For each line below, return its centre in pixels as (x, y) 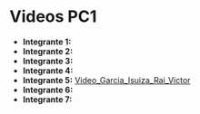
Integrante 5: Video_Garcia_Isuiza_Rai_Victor (106, 80)
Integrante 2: (48, 51)
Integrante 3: (48, 61)
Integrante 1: (47, 42)
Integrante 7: (47, 99)
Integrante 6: (48, 90)
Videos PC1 (53, 17)
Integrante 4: (48, 71)
